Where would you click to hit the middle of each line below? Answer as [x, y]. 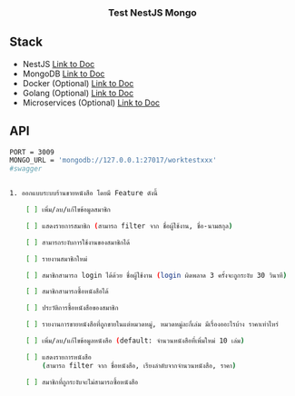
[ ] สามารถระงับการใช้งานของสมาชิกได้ [78, 243]
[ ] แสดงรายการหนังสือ [59, 357]
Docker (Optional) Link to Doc [78, 83]
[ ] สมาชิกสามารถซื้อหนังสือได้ [67, 292]
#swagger [26, 169]
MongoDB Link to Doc [64, 74]
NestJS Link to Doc [59, 64]
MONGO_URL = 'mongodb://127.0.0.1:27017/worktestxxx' [113, 161]
